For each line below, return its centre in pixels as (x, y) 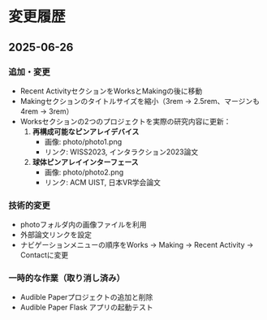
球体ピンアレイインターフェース (86, 162)
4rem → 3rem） (47, 111)
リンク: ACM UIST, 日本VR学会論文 (102, 182)
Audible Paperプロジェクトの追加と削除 (86, 297)
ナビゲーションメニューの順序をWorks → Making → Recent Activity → (137, 245)
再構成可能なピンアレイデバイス (86, 132)
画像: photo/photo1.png (83, 141)
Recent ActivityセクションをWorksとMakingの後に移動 (111, 91)
